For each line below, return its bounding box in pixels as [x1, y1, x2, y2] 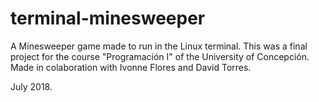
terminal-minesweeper [10, 7, 206, 30]
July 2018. [10, 80, 53, 92]
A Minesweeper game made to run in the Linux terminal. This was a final [10, 40, 308, 52]
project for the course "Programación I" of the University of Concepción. [10, 50, 310, 62]
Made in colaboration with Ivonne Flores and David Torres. [10, 61, 252, 73]
